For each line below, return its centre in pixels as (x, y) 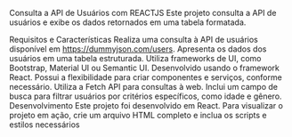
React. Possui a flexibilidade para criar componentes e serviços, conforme (146, 77)
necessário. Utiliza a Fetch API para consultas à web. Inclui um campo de (144, 87)
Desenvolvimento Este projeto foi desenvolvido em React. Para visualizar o (146, 105)
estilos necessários (45, 125)
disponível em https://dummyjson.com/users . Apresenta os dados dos (138, 49)
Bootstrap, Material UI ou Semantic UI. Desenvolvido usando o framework (145, 68)
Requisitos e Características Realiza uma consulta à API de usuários (134, 40)
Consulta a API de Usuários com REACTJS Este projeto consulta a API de (143, 13)
